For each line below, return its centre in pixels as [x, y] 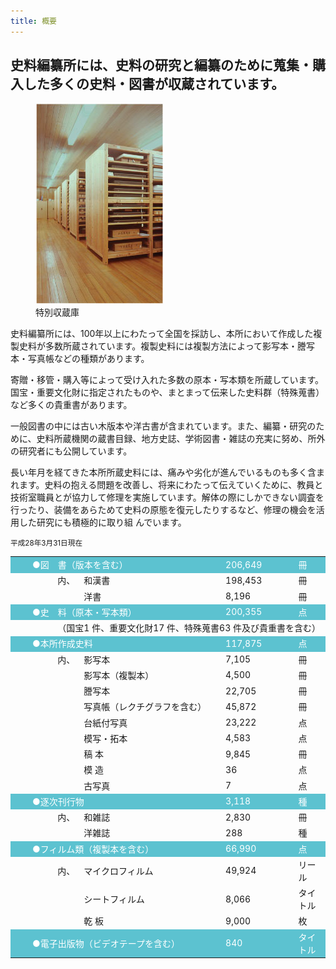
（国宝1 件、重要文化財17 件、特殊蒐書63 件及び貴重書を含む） [189, 628]
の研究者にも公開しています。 [71, 451]
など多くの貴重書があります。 [71, 405]
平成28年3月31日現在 [46, 543]
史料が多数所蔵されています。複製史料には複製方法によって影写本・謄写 [167, 346]
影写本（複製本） [119, 675]
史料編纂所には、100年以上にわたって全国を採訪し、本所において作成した [162, 334]
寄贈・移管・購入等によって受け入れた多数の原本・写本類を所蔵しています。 [167, 380]
